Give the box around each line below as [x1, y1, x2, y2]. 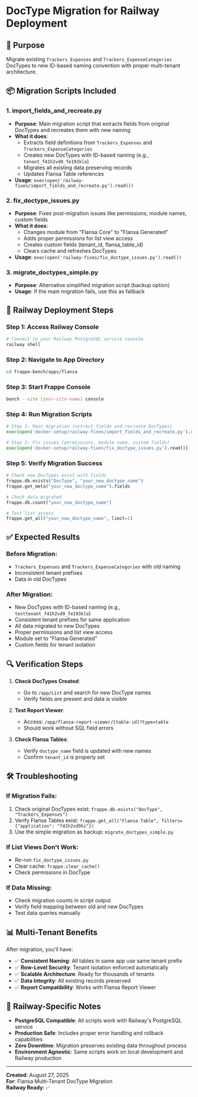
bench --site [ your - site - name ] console [6, 396, 104, 402]
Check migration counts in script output [14, 897, 111, 904]
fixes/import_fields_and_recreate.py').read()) [14, 183, 134, 189]
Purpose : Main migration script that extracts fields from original [14, 120, 170, 127]
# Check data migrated [6, 494, 62, 500]
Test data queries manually [14, 910, 81, 917]
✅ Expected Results [6, 532, 81, 542]
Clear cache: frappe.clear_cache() [14, 862, 100, 870]
